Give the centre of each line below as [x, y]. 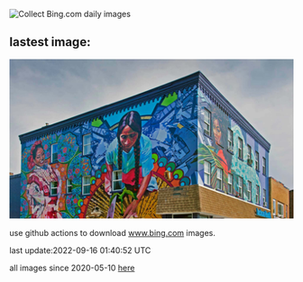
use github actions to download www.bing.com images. [113, 233]
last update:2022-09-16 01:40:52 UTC [80, 250]
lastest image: [50, 42]
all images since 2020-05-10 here [72, 268]
